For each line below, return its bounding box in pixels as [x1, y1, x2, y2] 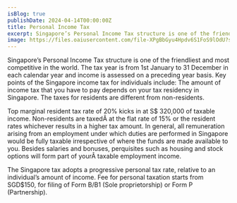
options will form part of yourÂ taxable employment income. [7, 152, 182, 161]
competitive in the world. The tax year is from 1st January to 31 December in [7, 63, 229, 72]
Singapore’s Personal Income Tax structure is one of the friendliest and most [7, 56, 230, 64]
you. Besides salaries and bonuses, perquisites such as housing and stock [7, 144, 224, 153]
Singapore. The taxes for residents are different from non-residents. [7, 93, 205, 102]
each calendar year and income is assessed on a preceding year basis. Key [7, 71, 227, 80]
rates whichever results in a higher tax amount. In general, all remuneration [7, 122, 225, 130]
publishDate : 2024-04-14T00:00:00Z [7, 17, 112, 24]
